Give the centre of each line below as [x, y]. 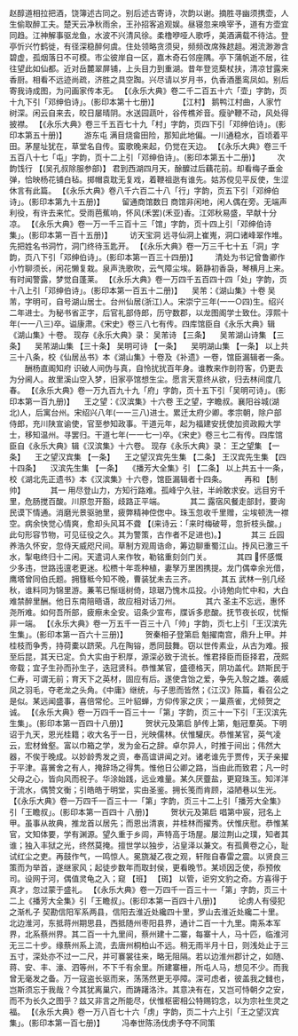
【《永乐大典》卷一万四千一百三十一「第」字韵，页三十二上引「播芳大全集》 [147, 801]
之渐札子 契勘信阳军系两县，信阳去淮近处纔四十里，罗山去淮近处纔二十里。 [146, 912]
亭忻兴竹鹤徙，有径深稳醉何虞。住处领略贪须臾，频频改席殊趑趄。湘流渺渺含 [149, 46]
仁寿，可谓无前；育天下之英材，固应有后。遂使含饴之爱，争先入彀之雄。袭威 [149, 679]
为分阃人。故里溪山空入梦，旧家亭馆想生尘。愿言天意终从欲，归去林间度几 [145, 379]
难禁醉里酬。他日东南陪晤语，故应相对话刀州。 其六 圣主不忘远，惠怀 [147, 601]
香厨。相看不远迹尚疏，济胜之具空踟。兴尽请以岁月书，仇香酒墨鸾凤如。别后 [149, 79]
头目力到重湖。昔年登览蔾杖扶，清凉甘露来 [211, 68]
